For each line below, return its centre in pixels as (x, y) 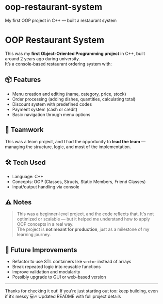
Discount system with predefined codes (52, 104)
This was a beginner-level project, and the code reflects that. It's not (85, 214)
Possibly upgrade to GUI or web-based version (59, 277)
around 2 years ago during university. (42, 59)
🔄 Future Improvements (41, 250)
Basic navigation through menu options (51, 114)
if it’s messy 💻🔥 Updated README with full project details (63, 296)
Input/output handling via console (46, 187)
